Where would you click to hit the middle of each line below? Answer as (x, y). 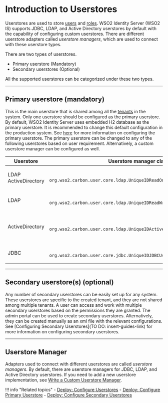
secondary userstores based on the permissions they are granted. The (78, 310)
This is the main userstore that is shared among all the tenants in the (75, 111)
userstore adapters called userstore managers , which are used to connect (82, 39)
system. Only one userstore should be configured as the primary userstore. (83, 117)
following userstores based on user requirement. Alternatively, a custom (79, 143)
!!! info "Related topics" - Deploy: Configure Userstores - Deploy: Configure (83, 390)
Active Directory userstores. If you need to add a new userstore (70, 375)
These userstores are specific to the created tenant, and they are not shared (84, 300)
